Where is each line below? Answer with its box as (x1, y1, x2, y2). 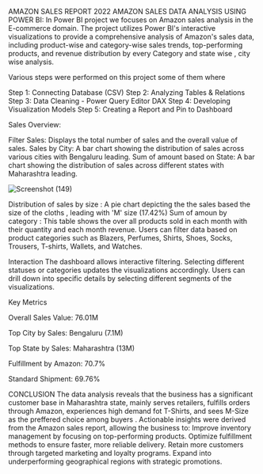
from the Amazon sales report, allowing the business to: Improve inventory (8, 423, 252, 432)
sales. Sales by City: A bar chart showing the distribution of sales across (8, 144, 245, 153)
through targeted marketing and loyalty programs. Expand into (8, 449, 212, 457)
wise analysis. (8, 57, 54, 66)
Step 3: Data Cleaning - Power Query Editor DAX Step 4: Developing (8, 97, 231, 105)
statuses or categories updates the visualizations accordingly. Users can (8, 265, 246, 275)
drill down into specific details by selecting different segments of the (8, 274, 232, 283)
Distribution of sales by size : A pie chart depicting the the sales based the (8, 199, 251, 209)
